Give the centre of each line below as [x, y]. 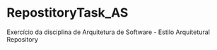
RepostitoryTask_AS [68, 13]
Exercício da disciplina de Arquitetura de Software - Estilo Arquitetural [108, 32]
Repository [22, 39]
